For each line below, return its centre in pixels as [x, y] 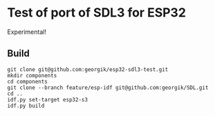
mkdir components [32, 75]
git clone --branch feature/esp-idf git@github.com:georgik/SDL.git [108, 88]
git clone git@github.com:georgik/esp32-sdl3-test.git [88, 69]
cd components [28, 81]
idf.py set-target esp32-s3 [48, 99]
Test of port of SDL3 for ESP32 [97, 13]
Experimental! [27, 32]
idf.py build [26, 106]
